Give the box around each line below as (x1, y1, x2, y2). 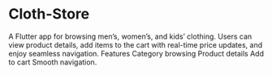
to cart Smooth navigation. (8, 57, 97, 67)
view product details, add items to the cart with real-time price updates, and (8, 40, 263, 49)
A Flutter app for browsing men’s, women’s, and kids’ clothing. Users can (8, 31, 253, 41)
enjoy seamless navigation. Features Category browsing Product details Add (8, 48, 264, 58)
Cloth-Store (8, 5, 90, 23)
